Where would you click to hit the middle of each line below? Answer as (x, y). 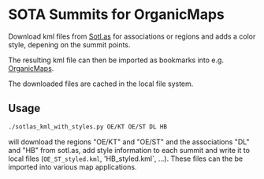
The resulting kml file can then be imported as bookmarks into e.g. (116, 60)
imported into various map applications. (73, 166)
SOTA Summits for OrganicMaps (116, 15)
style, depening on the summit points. (69, 44)
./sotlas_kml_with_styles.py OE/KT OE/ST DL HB (88, 127)
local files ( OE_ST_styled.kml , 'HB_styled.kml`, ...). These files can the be (125, 158)
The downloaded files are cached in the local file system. (101, 84)
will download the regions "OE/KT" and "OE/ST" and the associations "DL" (129, 142)
